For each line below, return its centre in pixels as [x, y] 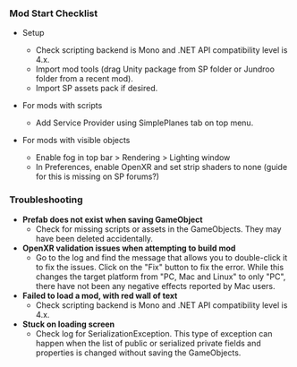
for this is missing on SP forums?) [97, 176]
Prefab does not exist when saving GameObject [112, 219]
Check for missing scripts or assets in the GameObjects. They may [158, 229]
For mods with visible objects [76, 141]
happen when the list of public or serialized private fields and [148, 343]
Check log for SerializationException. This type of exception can [154, 333]
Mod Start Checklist [54, 13]
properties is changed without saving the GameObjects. [138, 353]
